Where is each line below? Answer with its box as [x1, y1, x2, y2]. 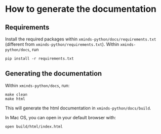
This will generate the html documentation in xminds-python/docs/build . [5, 105, 152, 111]
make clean [5, 92, 28, 97]
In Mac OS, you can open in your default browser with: [5, 114, 116, 120]
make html [5, 96, 26, 101]
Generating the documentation [5, 69, 102, 78]
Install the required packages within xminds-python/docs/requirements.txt [5, 36, 157, 42]
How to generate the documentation [5, 3, 157, 15]
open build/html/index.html [5, 124, 63, 129]
